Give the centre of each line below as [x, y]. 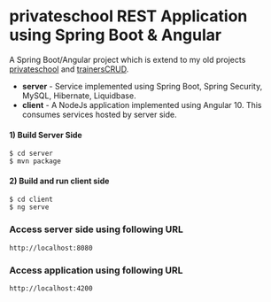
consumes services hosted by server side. [99, 114]
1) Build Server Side [46, 135]
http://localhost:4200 [51, 288]
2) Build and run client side [59, 181]
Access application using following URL [96, 270]
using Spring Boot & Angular [116, 35]
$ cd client [31, 200]
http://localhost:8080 [51, 248]
